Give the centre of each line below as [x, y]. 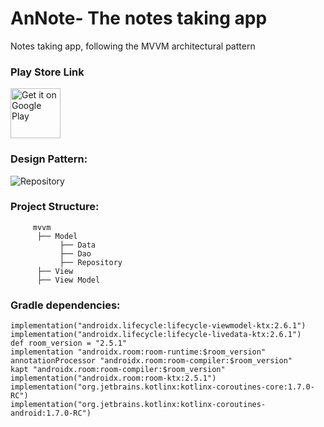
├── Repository [91, 262]
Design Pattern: [49, 159]
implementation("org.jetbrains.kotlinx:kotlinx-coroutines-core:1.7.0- [162, 387]
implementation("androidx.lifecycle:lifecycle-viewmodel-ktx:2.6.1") [158, 326]
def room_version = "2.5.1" [69, 343]
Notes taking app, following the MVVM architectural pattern [133, 46]
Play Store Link [47, 72]
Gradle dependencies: [65, 305]
